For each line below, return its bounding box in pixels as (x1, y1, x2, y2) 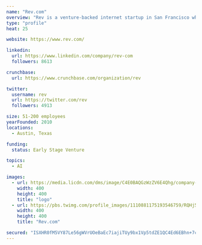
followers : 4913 (11, 103, 52, 109)
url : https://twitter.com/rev (11, 97, 87, 103)
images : (6, 174, 26, 181)
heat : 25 (6, 25, 28, 32)
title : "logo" (17, 196, 52, 202)
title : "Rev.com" (17, 219, 61, 225)
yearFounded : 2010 (6, 119, 52, 125)
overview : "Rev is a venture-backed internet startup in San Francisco (6, 14, 189, 20)
